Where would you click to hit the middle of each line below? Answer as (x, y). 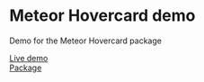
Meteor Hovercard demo (102, 16)
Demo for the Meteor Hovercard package (85, 41)
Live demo (29, 58)
